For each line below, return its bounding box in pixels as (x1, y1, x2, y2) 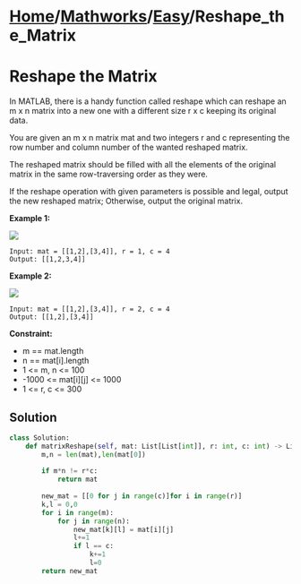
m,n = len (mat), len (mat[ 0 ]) (41, 450, 146, 459)
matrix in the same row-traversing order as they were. (9, 168, 209, 180)
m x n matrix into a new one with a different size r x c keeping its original (9, 106, 277, 116)
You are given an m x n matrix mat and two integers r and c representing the (9, 133, 290, 143)
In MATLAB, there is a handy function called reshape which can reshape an (9, 96, 287, 107)
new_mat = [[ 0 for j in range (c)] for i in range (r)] (41, 492, 243, 501)
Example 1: (9, 213, 51, 224)
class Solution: (9, 433, 70, 442)
